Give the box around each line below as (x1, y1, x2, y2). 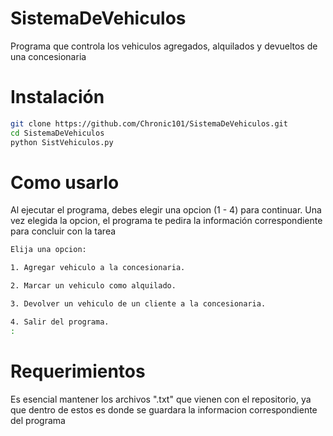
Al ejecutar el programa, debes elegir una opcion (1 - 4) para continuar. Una (10, 204, 322, 216)
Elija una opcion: (10, 245, 87, 255)
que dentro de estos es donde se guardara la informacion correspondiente (10, 403, 318, 416)
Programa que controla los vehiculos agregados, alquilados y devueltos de (10, 40, 318, 52)
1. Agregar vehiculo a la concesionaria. (10, 263, 186, 273)
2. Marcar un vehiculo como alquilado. (10, 281, 177, 291)
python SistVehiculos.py (10, 137, 114, 147)
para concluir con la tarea (10, 225, 117, 237)
